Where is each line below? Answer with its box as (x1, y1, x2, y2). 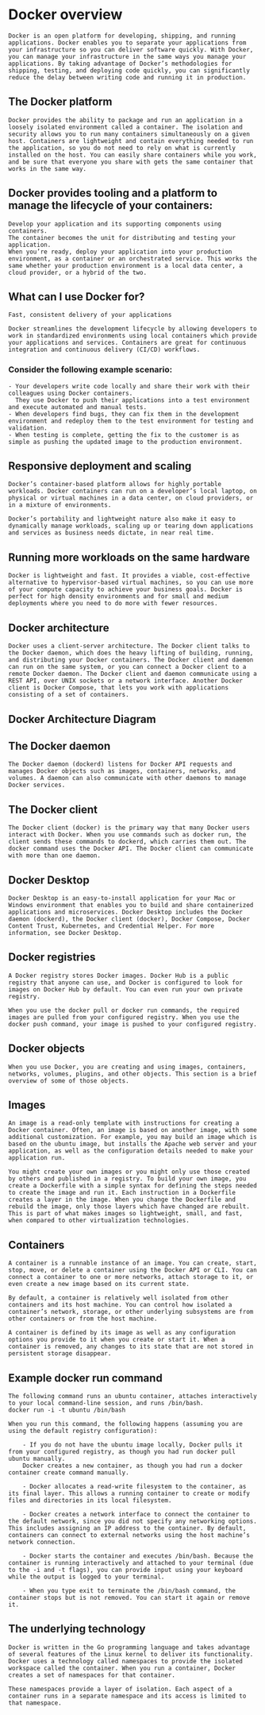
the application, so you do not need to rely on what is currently (8, 144, 236, 152)
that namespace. (8, 1698, 62, 1707)
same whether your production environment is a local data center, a (8, 261, 244, 269)
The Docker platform (8, 95, 113, 109)
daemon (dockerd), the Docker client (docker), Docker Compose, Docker (8, 915, 250, 923)
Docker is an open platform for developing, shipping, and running (8, 32, 236, 40)
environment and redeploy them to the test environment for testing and (8, 417, 254, 425)
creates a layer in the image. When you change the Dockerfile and (8, 1195, 236, 1204)
